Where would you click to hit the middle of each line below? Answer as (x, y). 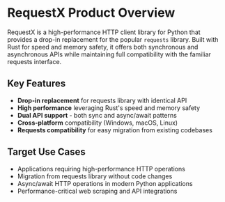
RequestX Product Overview (91, 13)
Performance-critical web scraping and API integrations (97, 191)
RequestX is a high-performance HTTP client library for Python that (104, 32)
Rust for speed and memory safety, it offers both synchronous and (103, 47)
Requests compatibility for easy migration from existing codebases (115, 130)
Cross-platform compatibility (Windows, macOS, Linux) (98, 123)
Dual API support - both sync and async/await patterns (97, 115)
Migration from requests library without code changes (95, 176)
